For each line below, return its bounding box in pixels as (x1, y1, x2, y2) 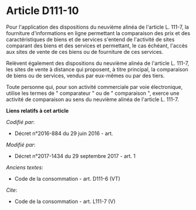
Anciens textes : (6, 164, 44, 171)
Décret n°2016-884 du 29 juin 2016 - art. (14, 130, 114, 137)
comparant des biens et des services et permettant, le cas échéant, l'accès (6, 42, 188, 49)
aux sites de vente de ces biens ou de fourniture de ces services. (6, 48, 164, 55)
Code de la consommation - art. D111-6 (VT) (14, 175, 121, 182)
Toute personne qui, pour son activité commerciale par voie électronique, (6, 83, 183, 90)
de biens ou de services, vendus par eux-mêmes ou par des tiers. (6, 72, 165, 79)
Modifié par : (6, 141, 36, 148)
